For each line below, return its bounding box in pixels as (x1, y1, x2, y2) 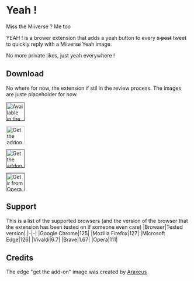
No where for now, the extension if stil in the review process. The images (6, 84, 182, 92)
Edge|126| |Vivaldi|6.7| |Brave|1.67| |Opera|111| (6, 236, 118, 243)
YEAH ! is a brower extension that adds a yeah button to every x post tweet (6, 34, 187, 41)
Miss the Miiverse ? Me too (6, 23, 71, 30)
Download (6, 69, 44, 79)
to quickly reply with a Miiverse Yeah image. (6, 40, 112, 48)
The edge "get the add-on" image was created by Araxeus (6, 268, 147, 276)
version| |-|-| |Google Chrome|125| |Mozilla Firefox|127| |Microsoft (6, 229, 165, 236)
